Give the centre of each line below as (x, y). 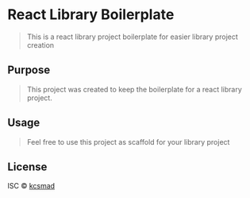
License (27, 167)
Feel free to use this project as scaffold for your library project (128, 142)
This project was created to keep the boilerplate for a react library (135, 89)
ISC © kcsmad (31, 186)
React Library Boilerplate (91, 15)
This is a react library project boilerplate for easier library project (133, 37)
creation (40, 45)
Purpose (29, 70)
